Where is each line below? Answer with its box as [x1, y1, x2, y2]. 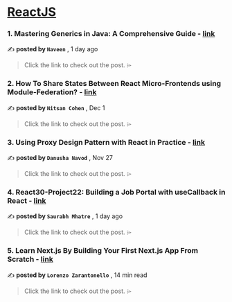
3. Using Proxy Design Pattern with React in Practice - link [7, 137, 206, 147]
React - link [7, 196, 46, 205]
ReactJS [7, 4, 57, 20]
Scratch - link [7, 254, 53, 264]
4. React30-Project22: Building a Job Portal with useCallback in [7, 188, 226, 197]
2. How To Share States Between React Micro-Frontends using [7, 79, 222, 89]
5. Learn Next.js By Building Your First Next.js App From [7, 246, 199, 256]
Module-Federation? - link [7, 87, 97, 97]
